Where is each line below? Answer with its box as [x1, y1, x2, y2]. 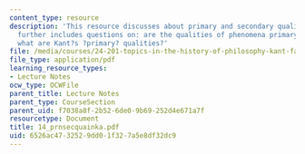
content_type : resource [9, 13, 100, 23]
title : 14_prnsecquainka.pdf [9, 123, 120, 132]
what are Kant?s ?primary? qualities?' [17, 38, 169, 48]
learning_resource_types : [9, 64, 107, 73]
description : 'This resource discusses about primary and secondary [9, 22, 274, 31]
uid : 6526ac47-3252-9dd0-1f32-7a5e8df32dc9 [9, 131, 177, 140]
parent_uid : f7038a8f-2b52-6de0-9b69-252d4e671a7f [9, 106, 205, 115]
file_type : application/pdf [9, 55, 116, 64]
